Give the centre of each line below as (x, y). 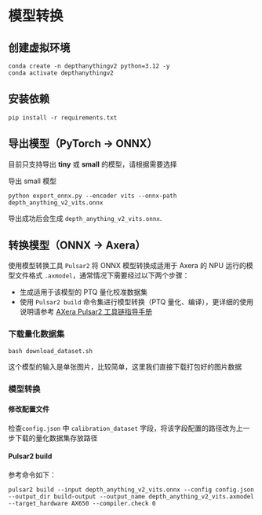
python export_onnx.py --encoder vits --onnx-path (93, 196)
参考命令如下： (32, 475)
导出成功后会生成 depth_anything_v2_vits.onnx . (85, 218)
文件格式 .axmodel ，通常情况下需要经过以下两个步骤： (102, 275)
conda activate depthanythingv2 (61, 73)
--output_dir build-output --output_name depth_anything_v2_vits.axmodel (131, 497)
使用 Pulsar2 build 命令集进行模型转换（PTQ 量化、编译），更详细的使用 (136, 302)
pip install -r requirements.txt (63, 118)
